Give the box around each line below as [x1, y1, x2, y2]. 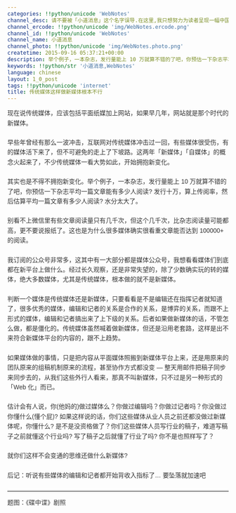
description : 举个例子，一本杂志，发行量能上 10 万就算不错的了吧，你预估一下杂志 [7, 56, 223, 63]
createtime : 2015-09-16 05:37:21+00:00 [7, 50, 124, 57]
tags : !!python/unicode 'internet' [7, 82, 112, 89]
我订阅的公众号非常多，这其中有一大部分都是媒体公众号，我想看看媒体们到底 [7, 255, 229, 264]
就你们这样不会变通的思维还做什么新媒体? [7, 452, 128, 460]
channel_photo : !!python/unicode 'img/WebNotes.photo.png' [7, 43, 184, 50]
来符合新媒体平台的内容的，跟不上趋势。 [7, 334, 124, 342]
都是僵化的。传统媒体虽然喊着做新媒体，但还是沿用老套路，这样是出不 [25, 324, 229, 333]
